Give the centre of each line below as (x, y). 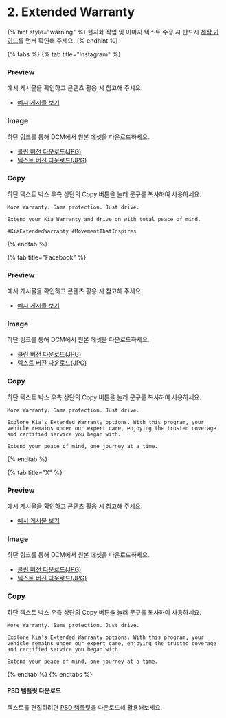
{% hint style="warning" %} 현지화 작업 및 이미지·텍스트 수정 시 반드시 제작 (110, 32)
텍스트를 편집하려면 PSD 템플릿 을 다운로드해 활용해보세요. (85, 707)
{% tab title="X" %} (35, 472)
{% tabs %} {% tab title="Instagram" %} (64, 54)
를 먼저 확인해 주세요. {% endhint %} (68, 40)
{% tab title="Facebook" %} (47, 257)
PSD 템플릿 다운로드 (34, 691)
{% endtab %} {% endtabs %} (50, 674)
